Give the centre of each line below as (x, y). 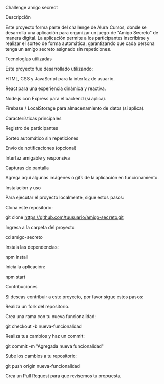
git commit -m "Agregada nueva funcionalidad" (55, 346)
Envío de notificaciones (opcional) (41, 148)
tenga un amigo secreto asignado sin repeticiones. (58, 49)
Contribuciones (21, 287)
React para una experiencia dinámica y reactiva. (56, 88)
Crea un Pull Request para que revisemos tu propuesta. (63, 376)
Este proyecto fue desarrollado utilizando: (49, 69)
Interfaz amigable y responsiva (38, 158)
